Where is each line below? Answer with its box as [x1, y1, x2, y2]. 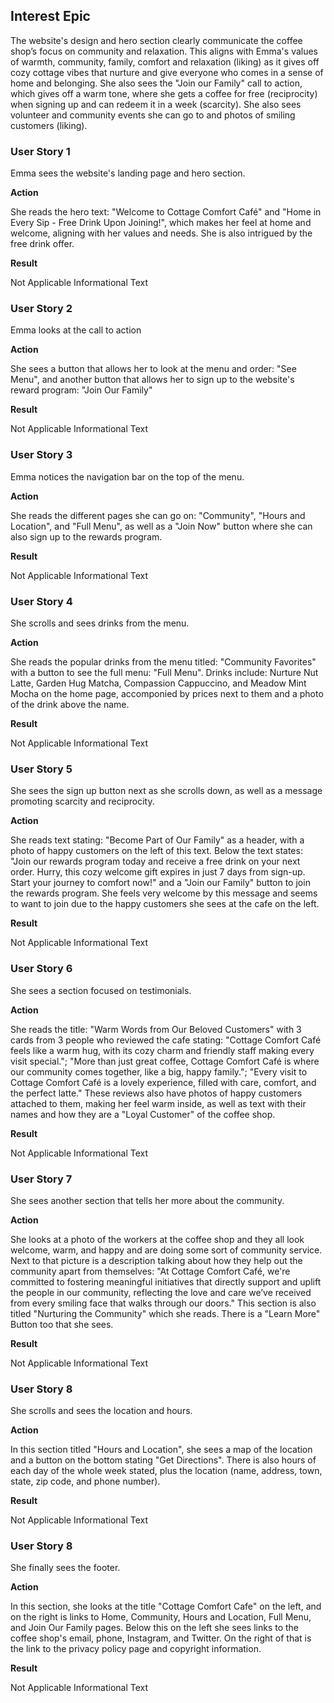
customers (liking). [10, 119, 88, 131]
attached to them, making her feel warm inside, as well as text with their [10, 1097, 307, 1109]
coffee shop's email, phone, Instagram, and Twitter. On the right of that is [10, 1632, 312, 1644]
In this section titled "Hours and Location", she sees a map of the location [10, 1444, 313, 1456]
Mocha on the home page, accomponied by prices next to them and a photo [10, 688, 324, 699]
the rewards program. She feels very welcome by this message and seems [10, 887, 318, 899]
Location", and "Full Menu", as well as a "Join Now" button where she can [10, 520, 313, 532]
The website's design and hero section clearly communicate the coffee [10, 34, 303, 46]
